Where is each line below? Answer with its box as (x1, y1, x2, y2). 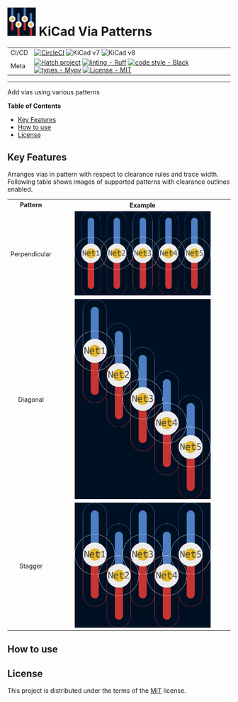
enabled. (7, 185, 33, 194)
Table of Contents (7, 102, 62, 110)
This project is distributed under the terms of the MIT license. (7, 686, 186, 695)
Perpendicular (10, 249, 52, 258)
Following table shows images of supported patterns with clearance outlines (7, 177, 230, 186)
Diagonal (18, 395, 45, 404)
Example (129, 201, 156, 209)
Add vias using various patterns (7, 88, 101, 97)
